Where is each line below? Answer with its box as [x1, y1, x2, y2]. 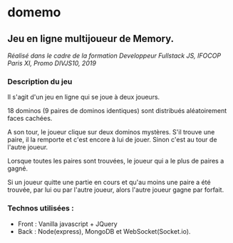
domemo [7, 4, 61, 21]
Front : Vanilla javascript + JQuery [17, 220, 118, 228]
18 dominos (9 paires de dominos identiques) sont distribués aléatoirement [7, 107, 227, 115]
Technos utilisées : [7, 203, 75, 213]
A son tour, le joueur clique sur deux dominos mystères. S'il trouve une [7, 128, 215, 136]
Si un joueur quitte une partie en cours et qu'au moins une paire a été [7, 178, 212, 187]
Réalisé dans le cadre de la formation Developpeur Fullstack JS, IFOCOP [7, 51, 222, 60]
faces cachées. [7, 114, 53, 123]
